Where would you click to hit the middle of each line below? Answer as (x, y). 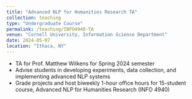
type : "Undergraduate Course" (45, 23)
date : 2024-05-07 (28, 40)
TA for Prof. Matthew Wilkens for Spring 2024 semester (85, 63)
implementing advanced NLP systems (63, 76)
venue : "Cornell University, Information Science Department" (87, 35)
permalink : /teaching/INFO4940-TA (50, 29)
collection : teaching (34, 18)
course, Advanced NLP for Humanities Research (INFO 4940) (92, 89)
